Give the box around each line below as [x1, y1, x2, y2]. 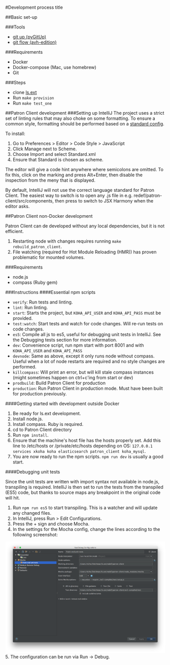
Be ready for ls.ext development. [12, 411, 81, 416]
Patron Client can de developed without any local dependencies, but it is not [5, 223, 165, 229]
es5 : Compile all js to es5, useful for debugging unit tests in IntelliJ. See [12, 331, 161, 337]
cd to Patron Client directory [12, 426, 72, 433]
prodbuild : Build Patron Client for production [12, 380, 106, 386]
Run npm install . [12, 432, 49, 438]
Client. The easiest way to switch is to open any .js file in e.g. [5, 192, 133, 198]
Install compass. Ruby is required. [12, 421, 84, 427]
